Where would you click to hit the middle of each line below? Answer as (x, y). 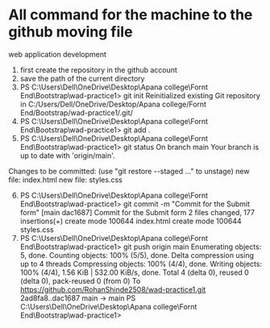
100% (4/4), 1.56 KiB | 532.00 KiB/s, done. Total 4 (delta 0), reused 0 (135, 272)
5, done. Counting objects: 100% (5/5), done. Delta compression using (137, 255)
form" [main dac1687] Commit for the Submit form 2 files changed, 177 (137, 212)
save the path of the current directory (82, 78)
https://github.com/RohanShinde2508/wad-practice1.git (113, 289)
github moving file (71, 32)
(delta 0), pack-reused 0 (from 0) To (80, 280)
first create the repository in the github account (98, 69)
